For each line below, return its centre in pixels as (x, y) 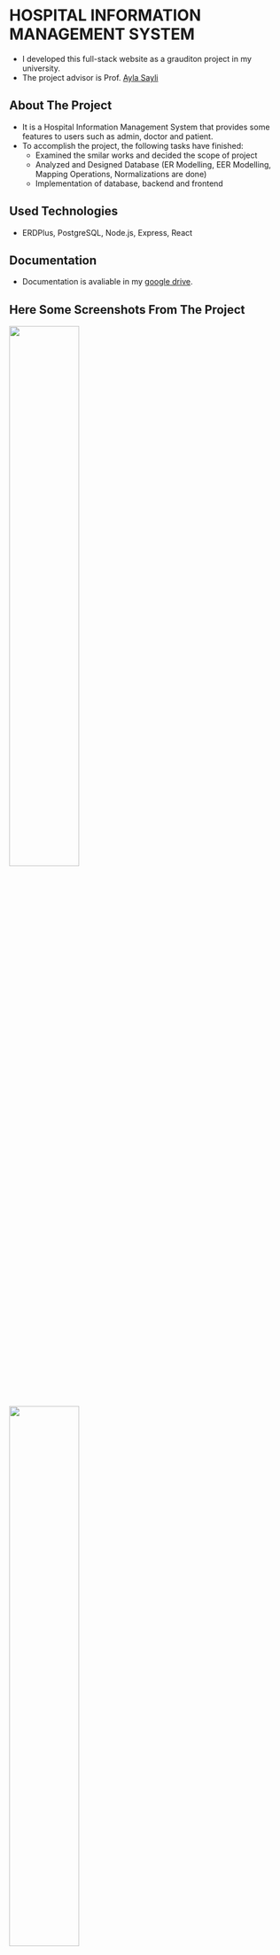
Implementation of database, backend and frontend (129, 183)
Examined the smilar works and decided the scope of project (146, 155)
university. (41, 68)
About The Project (61, 106)
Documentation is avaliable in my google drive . (107, 282)
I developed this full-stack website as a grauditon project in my (137, 58)
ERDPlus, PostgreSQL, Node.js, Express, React (107, 232)
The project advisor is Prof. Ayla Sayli (90, 77)
